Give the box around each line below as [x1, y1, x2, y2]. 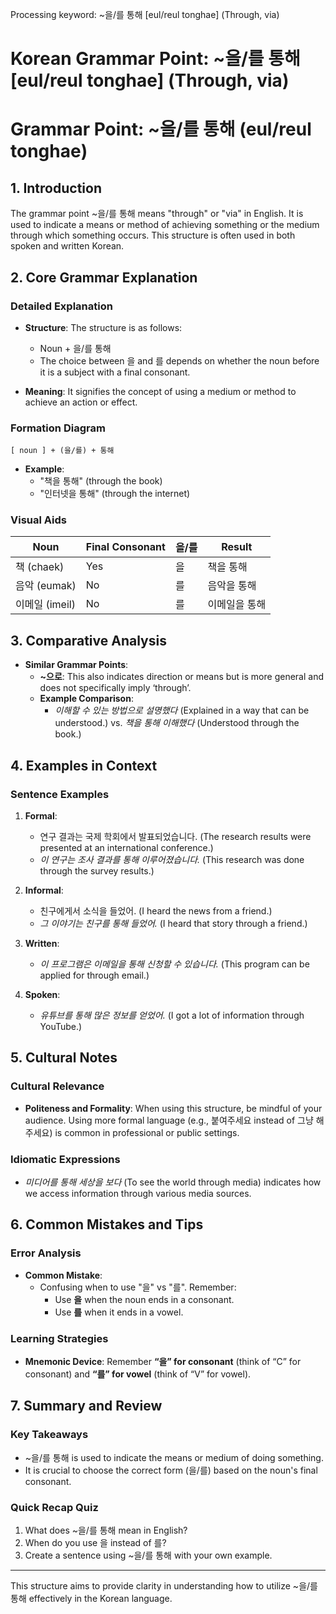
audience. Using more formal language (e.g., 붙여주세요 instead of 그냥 [24, 1114, 314, 1126]
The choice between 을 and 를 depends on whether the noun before [39, 354, 320, 367]
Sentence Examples [10, 787, 110, 801]
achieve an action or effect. [24, 396, 138, 408]
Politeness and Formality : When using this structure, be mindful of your [24, 1102, 323, 1114]
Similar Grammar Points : [24, 659, 129, 671]
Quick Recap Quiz [10, 1500, 99, 1514]
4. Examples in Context [10, 757, 158, 774]
